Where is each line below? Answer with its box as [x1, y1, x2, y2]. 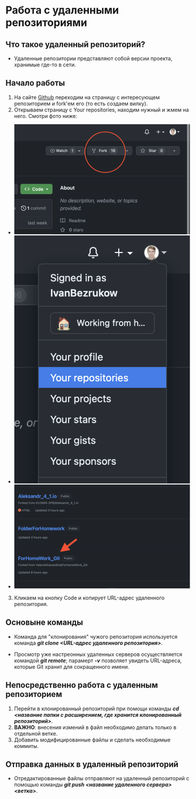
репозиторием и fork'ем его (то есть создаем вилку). [13, 100, 148, 107]
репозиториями [5, 16, 87, 29]
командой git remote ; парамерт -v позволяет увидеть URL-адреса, [13, 657, 182, 664]
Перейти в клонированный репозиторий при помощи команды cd [13, 705, 179, 712]
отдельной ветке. [13, 730, 58, 737]
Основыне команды [5, 618, 83, 628]
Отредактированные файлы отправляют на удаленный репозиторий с [13, 775, 190, 782]
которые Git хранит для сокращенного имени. [13, 663, 130, 670]
